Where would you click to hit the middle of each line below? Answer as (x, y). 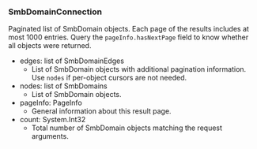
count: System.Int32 (53, 120)
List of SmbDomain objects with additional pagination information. (139, 69)
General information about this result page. (101, 111)
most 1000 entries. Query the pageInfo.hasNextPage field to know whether (128, 37)
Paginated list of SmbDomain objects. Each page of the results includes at (128, 29)
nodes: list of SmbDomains (64, 86)
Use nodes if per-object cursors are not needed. (109, 78)
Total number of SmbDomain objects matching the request (127, 128)
